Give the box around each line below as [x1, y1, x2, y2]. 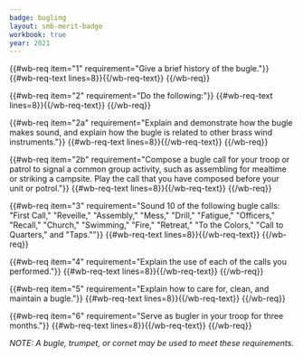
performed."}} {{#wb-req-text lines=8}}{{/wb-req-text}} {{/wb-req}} [9, 266, 264, 277]
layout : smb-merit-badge [9, 22, 103, 31]
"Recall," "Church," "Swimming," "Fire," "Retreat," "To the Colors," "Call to [9, 220, 284, 230]
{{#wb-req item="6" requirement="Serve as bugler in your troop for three [9, 311, 284, 322]
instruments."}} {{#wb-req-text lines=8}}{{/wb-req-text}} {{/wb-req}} [9, 136, 269, 147]
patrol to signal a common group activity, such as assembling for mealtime [9, 164, 287, 174]
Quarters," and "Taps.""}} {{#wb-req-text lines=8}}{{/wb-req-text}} [9, 230, 260, 240]
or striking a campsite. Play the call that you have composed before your [9, 174, 280, 184]
